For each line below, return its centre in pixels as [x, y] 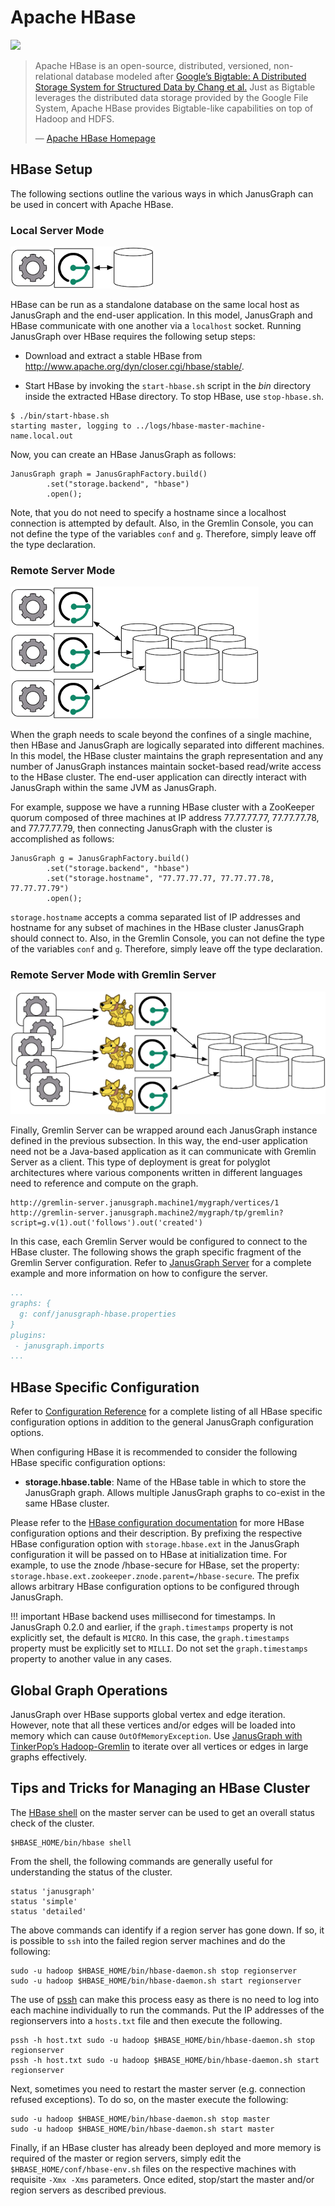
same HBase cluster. [67, 1503]
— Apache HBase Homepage [95, 138]
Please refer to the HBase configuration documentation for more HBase [157, 1523]
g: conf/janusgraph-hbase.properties [98, 1314]
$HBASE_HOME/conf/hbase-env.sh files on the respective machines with [153, 2168]
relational [54, 76]
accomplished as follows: [62, 839]
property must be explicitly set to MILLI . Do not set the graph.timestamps [159, 1648]
